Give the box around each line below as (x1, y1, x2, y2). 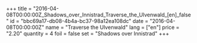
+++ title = (6, 5, 33, 12)
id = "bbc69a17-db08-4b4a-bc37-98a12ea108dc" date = (9, 18, 149, 24)
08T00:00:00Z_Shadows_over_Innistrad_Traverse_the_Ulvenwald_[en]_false (6, 11, 191, 18)
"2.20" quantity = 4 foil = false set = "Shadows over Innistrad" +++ (6, 30, 170, 37)
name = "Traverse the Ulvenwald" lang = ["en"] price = (45, 24, 180, 31)
